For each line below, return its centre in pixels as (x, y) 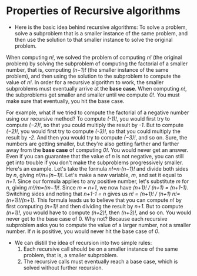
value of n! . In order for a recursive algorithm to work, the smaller (85, 82)
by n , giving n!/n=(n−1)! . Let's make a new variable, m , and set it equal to (94, 175)
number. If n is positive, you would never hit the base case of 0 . (83, 231)
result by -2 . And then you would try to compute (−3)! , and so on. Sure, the (97, 137)
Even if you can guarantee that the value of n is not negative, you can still (95, 156)
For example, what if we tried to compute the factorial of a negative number (98, 112)
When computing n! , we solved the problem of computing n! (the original (94, 57)
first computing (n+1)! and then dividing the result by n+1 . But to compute (95, 206)
